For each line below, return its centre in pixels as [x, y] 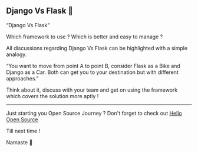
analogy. [16, 54]
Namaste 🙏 [19, 142]
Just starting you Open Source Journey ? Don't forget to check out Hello [94, 113]
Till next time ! [23, 131]
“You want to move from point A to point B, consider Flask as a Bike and [93, 66]
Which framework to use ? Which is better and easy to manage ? [85, 37]
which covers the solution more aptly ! [52, 96]
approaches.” [22, 78]
